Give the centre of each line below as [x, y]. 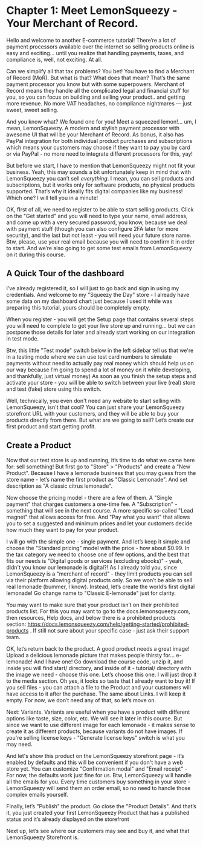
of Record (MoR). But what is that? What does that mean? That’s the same [98, 78]
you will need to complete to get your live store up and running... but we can [101, 325]
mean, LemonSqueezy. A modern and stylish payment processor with [93, 128]
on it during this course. [36, 254]
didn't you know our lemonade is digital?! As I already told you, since [92, 567]
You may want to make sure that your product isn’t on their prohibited [93, 605]
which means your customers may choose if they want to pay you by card [98, 147]
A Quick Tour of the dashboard [65, 274]
